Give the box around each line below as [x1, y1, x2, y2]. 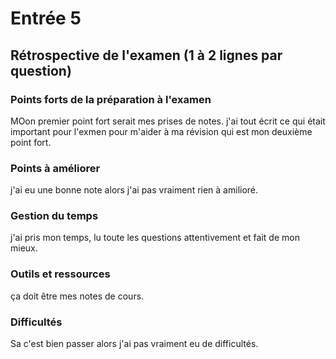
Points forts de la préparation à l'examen [10, 92, 212, 106]
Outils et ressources [10, 267, 111, 281]
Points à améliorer [10, 161, 101, 175]
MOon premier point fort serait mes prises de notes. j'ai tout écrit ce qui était [10, 115, 326, 127]
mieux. [10, 242, 38, 254]
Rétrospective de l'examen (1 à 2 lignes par [10, 47, 283, 64]
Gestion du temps [10, 209, 99, 223]
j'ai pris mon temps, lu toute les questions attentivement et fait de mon [10, 232, 300, 244]
